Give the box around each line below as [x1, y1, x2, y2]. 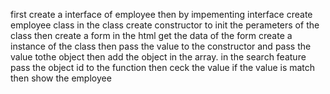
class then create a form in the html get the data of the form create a [10, 30, 293, 41]
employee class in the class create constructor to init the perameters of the [10, 19, 320, 31]
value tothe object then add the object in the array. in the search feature [10, 51, 307, 63]
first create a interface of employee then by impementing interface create [10, 9, 313, 20]
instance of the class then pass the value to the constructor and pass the [10, 40, 312, 52]
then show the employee [10, 72, 112, 84]
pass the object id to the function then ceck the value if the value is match [10, 62, 316, 73]
